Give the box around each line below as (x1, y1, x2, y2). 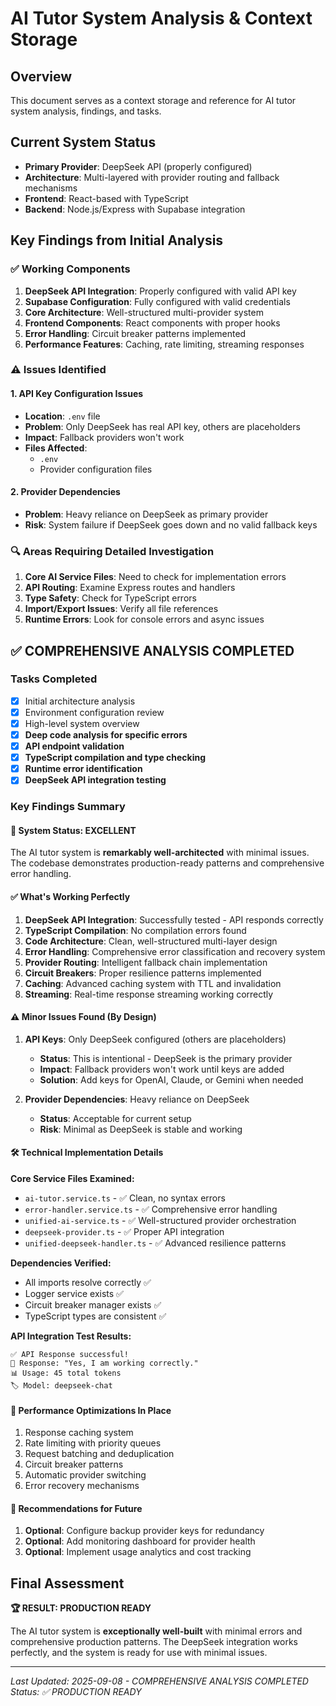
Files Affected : (24, 442, 88, 454)
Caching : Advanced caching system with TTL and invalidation (24, 977, 282, 989)
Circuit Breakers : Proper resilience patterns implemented (24, 967, 262, 979)
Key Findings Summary (10, 800, 126, 814)
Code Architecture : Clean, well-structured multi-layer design (24, 935, 278, 947)
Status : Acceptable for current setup (39, 1112, 192, 1124)
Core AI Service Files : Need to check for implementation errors (24, 571, 287, 583)
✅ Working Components (10, 262, 131, 276)
